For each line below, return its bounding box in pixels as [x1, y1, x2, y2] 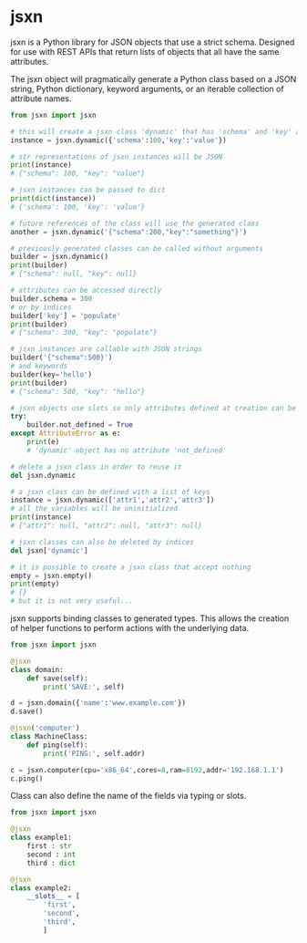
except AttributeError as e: [10, 429, 121, 439]
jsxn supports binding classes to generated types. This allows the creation [10, 613, 290, 624]
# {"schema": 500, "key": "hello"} [10, 387, 146, 396]
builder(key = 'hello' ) [10, 369, 93, 379]
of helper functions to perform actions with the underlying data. [10, 623, 250, 634]
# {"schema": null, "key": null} [10, 269, 138, 279]
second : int [26, 850, 77, 859]
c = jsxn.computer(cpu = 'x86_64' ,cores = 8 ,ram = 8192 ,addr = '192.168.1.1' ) [10, 765, 284, 774]
